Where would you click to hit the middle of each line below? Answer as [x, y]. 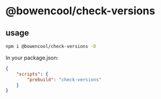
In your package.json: [32, 58]
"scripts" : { [32, 74]
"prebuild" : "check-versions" [64, 79]
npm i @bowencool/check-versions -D [51, 46]
